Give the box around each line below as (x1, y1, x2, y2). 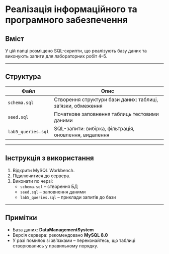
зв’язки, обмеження (53, 102, 103, 109)
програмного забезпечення (5, 14, 128, 26)
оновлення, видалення (53, 131, 110, 138)
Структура (5, 72, 41, 81)
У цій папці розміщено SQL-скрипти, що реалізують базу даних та (5, 48, 147, 54)
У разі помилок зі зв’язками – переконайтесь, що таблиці (12, 237, 136, 243)
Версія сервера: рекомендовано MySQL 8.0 (12, 232, 108, 238)
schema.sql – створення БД (20, 183, 78, 189)
